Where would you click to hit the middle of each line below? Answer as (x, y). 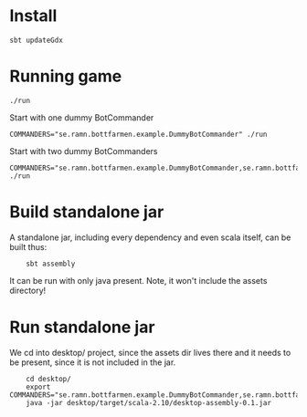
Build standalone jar (87, 212)
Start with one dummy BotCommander (82, 117)
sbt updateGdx (37, 40)
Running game (66, 76)
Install (33, 16)
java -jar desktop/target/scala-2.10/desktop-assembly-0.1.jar (149, 402)
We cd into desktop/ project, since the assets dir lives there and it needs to (150, 352)
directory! (28, 290)
